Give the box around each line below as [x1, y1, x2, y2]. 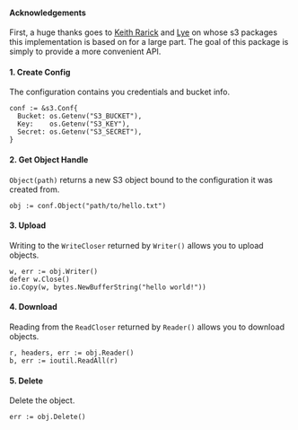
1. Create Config [9, 66, 71, 77]
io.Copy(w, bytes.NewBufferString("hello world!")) [9, 283, 206, 292]
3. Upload [9, 220, 47, 231]
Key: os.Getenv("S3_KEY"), [17, 119, 130, 129]
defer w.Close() [9, 275, 70, 284]
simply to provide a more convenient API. [9, 46, 162, 57]
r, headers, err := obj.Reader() [9, 348, 135, 358]
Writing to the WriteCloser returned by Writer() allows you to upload [9, 240, 264, 250]
